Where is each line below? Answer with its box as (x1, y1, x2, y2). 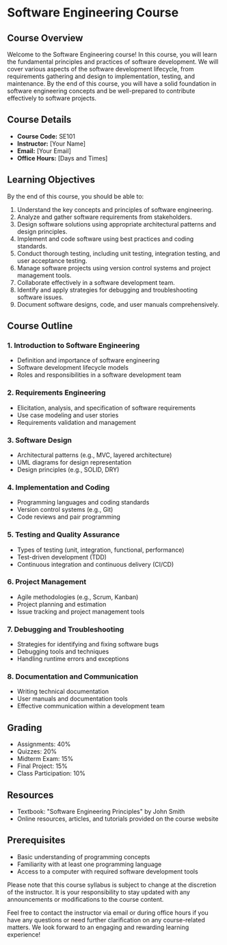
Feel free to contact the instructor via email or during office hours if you (7, 908, 209, 917)
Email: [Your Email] (16, 146, 72, 155)
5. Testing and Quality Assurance (7, 530, 120, 539)
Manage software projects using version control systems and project (16, 264, 211, 272)
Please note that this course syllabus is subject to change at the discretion (7, 880, 217, 889)
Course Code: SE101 (16, 132, 75, 140)
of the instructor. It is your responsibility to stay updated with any (7, 887, 190, 896)
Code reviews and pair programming (16, 513, 121, 521)
